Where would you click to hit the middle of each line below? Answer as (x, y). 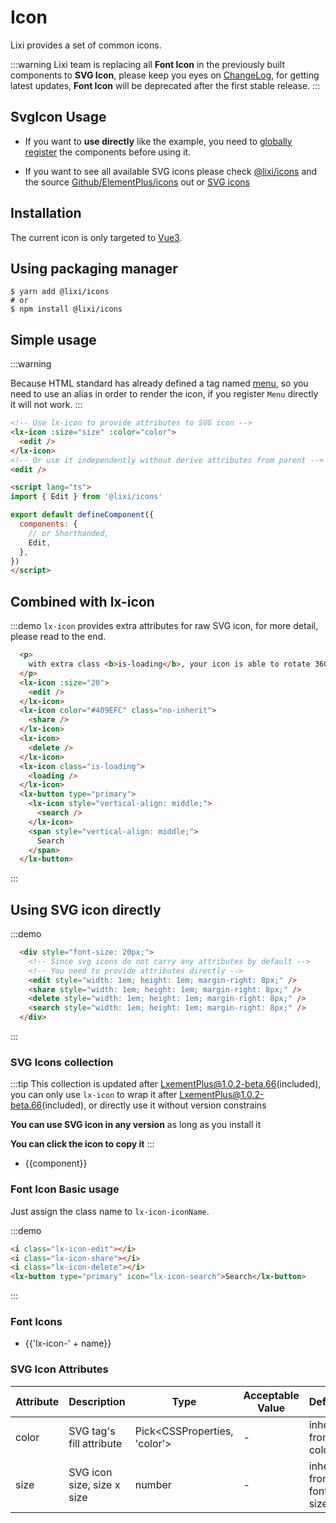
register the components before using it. (108, 152)
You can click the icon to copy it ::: (82, 1144)
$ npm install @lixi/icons (66, 309)
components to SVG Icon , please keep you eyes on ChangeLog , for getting (165, 75)
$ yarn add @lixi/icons (60, 292)
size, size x (94, 1484)
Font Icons (36, 1322)
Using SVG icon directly (86, 909)
